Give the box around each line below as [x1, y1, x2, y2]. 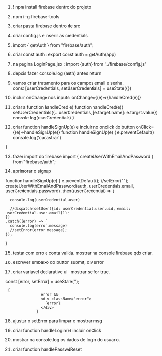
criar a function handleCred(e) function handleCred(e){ [12, 104, 124, 110]
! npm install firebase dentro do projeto [12, 4, 92, 10]
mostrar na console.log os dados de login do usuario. [12, 337, 120, 342]
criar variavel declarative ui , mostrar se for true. [12, 269, 110, 275]
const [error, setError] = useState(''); [5, 279, 80, 284]
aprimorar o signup [12, 168, 51, 174]
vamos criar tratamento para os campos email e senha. [12, 80, 124, 86]
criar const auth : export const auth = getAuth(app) [12, 51, 116, 57]
